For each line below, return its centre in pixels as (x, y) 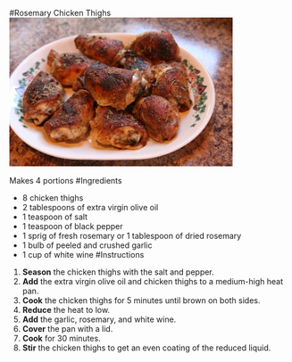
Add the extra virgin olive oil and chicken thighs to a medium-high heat (153, 281)
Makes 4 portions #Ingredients (66, 181)
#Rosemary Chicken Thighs (60, 13)
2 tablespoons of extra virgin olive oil (90, 207)
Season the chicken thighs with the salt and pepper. (118, 272)
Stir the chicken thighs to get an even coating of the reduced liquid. (146, 348)
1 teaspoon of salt (54, 217)
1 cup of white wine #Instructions (83, 255)
